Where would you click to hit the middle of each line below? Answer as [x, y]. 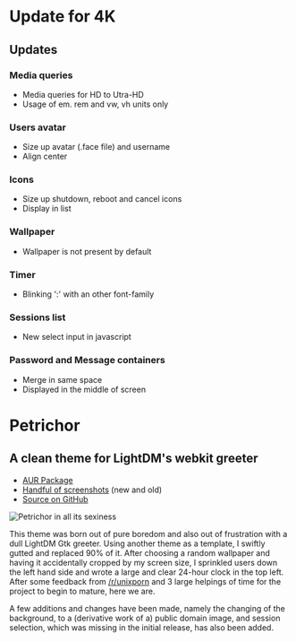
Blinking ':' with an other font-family [88, 294]
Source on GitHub [55, 499]
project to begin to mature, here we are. [82, 591]
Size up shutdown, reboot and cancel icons [102, 199]
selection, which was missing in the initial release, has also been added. [142, 627]
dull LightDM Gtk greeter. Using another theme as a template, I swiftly [137, 543]
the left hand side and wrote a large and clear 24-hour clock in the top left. [147, 572]
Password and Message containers [87, 360]
